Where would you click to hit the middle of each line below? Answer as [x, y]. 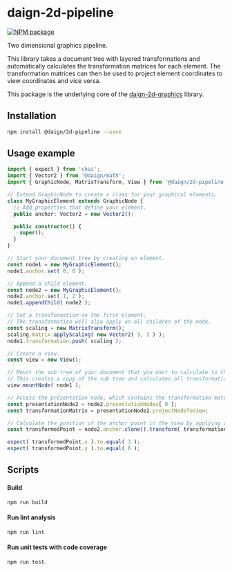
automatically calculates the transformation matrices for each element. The [114, 66]
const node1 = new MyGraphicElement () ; [65, 264]
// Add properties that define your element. [80, 207]
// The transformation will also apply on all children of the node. [109, 322]
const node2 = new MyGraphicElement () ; [65, 290]
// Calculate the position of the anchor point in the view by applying [114, 423]
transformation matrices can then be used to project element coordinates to [115, 73]
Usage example [41, 154]
